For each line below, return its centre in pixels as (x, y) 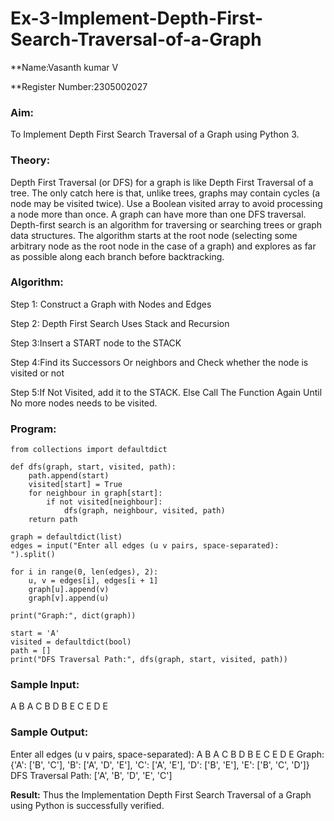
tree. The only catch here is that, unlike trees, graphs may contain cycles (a (165, 193)
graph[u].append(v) (69, 590)
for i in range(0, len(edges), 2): (84, 572)
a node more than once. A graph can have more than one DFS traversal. (158, 214)
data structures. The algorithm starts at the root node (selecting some (154, 235)
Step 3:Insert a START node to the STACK (96, 343)
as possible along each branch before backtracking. (117, 256)
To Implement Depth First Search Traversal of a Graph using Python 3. (155, 134)
